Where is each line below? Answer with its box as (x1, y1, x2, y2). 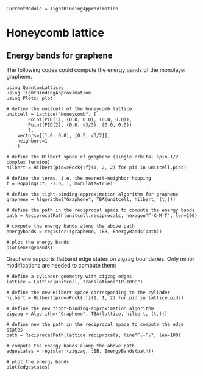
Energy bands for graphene (6, 50, 113, 60)
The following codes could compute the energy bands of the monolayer (6, 66, 187, 73)
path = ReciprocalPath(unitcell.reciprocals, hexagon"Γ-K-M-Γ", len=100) (6, 213, 198, 219)
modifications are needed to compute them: (6, 262, 117, 269)
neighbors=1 (17, 138, 48, 144)
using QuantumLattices (6, 85, 64, 91)
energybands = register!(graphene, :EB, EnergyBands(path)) (6, 229, 163, 235)
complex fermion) (6, 159, 51, 165)
